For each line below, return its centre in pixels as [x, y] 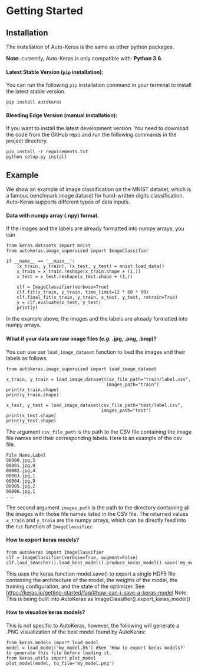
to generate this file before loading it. [59, 653]
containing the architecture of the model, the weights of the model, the [92, 580]
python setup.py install [37, 157]
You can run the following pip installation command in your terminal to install [99, 85]
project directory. [27, 141]
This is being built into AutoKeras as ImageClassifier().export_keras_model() [98, 599]
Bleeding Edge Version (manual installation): [62, 115]
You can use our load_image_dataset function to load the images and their [96, 352]
